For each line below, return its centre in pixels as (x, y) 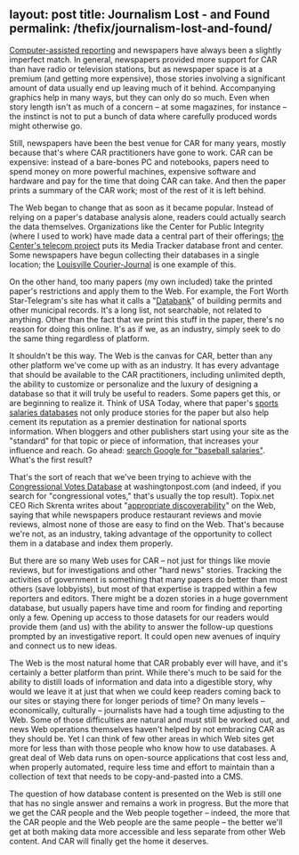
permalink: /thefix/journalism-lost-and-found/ (141, 29)
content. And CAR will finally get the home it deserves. (109, 841)
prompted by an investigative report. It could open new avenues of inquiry (145, 636)
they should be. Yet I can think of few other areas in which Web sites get (141, 738)
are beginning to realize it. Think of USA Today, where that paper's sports (144, 403)
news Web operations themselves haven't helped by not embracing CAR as (147, 729)
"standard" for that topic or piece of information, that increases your (134, 441)
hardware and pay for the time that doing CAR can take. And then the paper (148, 181)
